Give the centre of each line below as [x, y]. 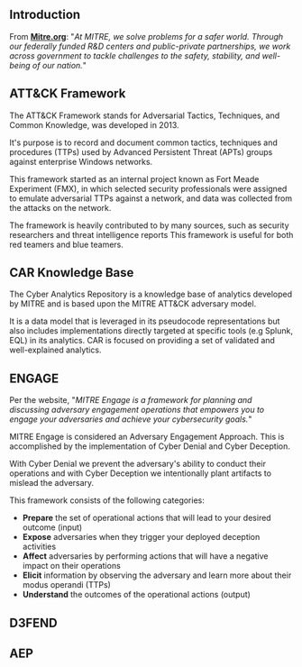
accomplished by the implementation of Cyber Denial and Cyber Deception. [150, 446]
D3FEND [33, 622]
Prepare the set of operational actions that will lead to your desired [147, 518]
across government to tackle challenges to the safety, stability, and [135, 55]
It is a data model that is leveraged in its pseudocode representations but [145, 321]
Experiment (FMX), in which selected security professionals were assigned [148, 188]
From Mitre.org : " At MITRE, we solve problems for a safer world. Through [146, 36]
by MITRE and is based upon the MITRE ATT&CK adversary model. [133, 304]
